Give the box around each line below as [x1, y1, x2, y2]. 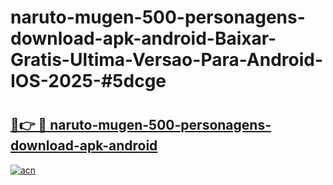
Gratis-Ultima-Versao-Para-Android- [10, 49, 324, 71]
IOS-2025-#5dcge [10, 70, 167, 93]
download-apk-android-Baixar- [10, 27, 277, 50]
